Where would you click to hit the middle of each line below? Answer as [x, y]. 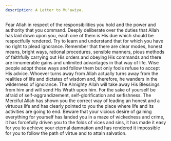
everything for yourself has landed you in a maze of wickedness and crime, [85, 117]
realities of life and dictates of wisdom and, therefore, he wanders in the [81, 79]
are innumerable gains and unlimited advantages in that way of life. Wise [82, 62]
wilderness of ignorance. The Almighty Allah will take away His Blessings [83, 84]
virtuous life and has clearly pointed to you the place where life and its [80, 106]
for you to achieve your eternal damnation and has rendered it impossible [83, 128]
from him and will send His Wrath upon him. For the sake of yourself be [80, 89]
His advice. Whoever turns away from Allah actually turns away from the [82, 73]
